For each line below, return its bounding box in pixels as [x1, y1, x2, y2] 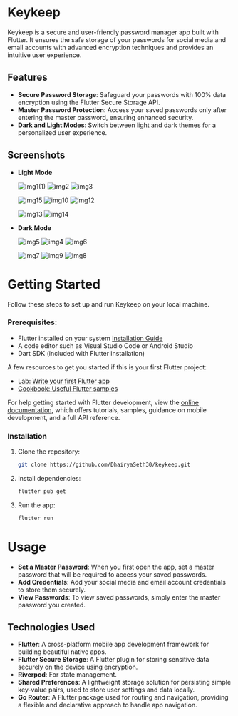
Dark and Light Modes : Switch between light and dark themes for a [17, 121, 216, 129]
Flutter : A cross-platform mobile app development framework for [17, 640, 209, 649]
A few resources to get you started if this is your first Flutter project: [7, 362, 207, 372]
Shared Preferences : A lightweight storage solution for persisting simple [17, 678, 232, 687]
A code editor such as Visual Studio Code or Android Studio [17, 341, 194, 350]
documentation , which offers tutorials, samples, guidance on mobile [7, 405, 207, 414]
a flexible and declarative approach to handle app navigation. [17, 701, 197, 710]
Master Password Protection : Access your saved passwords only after [17, 105, 227, 114]
